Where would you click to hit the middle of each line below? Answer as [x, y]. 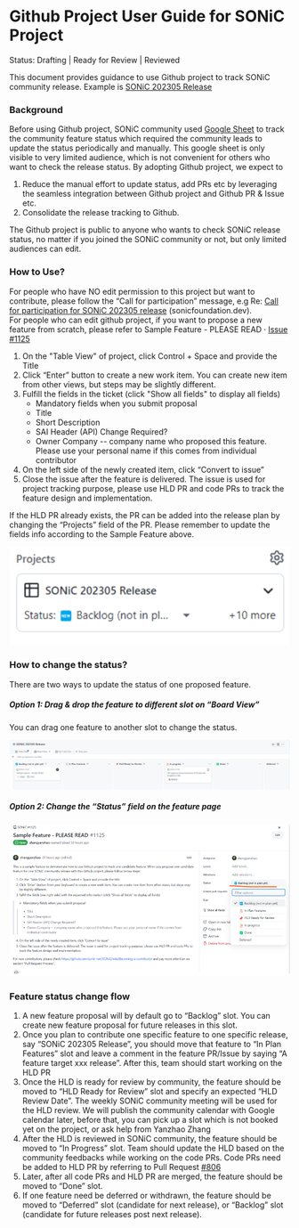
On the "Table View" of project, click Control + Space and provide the [149, 356]
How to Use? [37, 272]
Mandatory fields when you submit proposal [116, 403]
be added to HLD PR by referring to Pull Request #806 [121, 1167]
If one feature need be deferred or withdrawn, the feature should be [146, 1196]
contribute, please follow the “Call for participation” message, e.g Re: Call [144, 301]
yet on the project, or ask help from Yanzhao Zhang [117, 1129]
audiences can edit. [45, 249]
